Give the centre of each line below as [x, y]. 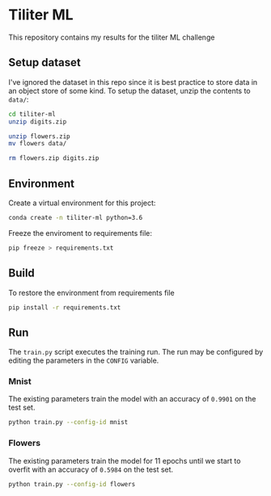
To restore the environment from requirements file [92, 292]
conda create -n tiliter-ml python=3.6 [76, 217]
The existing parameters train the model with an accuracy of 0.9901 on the [132, 399]
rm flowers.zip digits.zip [54, 158]
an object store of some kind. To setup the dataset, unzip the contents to [129, 90]
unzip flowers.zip [39, 136]
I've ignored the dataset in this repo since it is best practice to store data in [133, 82]
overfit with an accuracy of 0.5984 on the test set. [91, 469]
